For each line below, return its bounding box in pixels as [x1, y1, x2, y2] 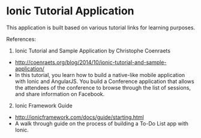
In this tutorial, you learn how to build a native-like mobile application [14, 71, 185, 78]
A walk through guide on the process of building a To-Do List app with [14, 119, 189, 127]
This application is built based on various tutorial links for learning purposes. [6, 24, 196, 31]
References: [6, 35, 36, 42]
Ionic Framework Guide [14, 102, 73, 109]
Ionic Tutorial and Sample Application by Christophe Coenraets [14, 47, 171, 54]
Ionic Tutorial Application [6, 4, 134, 18]
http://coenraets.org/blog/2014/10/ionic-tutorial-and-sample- [14, 59, 167, 66]
